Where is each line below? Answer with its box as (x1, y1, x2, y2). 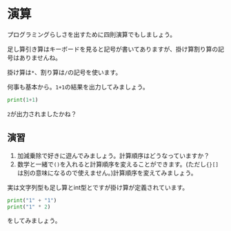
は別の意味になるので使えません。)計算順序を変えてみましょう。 (17, 168, 197, 177)
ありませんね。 (19, 53, 62, 62)
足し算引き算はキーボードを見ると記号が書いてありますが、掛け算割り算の (7, 45, 219, 53)
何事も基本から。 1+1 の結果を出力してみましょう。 (7, 82, 150, 91)
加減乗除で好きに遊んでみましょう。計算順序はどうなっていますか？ (17, 151, 210, 159)
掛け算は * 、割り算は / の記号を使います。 (7, 68, 122, 76)
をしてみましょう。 (7, 217, 61, 225)
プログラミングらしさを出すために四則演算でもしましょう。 (7, 30, 177, 38)
